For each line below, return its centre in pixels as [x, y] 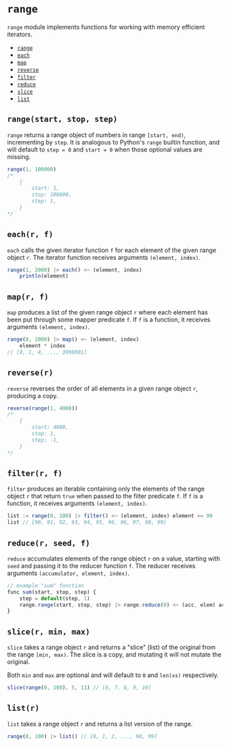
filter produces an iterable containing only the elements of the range [106, 489]
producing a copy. [33, 395]
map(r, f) [28, 296]
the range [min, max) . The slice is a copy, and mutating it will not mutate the [114, 654]
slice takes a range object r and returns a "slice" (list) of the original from [111, 648]
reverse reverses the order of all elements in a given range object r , [103, 388]
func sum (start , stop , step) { [52, 592]
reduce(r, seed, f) [49, 543]
